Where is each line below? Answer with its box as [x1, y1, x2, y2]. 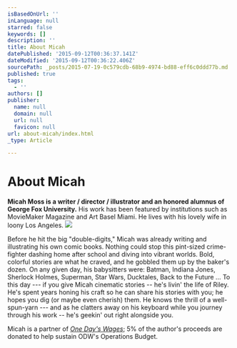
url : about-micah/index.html [7, 130, 94, 137]
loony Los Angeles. [7, 221, 64, 229]
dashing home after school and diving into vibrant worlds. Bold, [28, 250, 215, 259]
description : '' [7, 37, 56, 44]
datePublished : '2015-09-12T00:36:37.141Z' [7, 51, 139, 58]
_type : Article [7, 136, 53, 144]
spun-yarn [7, 303, 39, 312]
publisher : [7, 97, 40, 104]
